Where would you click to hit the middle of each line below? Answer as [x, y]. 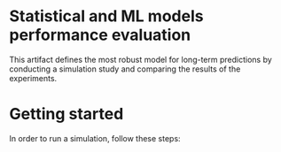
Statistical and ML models [106, 16]
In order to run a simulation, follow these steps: [95, 138]
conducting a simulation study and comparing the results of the [125, 69]
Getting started [66, 114]
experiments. [33, 78]
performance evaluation [100, 35]
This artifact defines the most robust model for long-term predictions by [140, 59]
